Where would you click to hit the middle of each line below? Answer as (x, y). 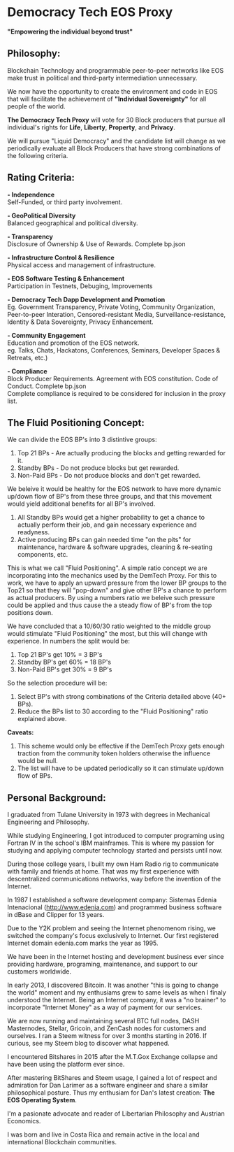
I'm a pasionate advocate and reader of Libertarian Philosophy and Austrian (116, 1114)
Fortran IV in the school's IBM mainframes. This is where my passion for (111, 843)
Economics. (24, 1121)
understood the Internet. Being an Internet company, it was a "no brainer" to (117, 1000)
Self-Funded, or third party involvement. (65, 202)
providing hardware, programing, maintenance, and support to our (102, 964)
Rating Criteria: (41, 178)
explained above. (42, 719)
